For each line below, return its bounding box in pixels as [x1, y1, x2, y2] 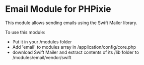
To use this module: [5, 29, 46, 35]
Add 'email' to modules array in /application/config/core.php [12, 44, 137, 50]
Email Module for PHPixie [5, 3, 111, 15]
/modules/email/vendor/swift [12, 54, 72, 60]
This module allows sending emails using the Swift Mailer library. [5, 20, 138, 26]
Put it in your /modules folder [12, 38, 72, 45]
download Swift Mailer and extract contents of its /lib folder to [12, 49, 139, 55]
